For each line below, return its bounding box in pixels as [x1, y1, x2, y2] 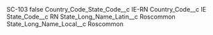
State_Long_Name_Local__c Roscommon [6, 20, 124, 28]
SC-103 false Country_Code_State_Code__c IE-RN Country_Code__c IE [6, 5, 207, 13]
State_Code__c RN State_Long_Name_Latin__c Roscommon [6, 12, 176, 21]
